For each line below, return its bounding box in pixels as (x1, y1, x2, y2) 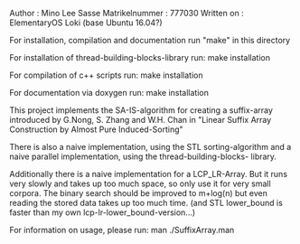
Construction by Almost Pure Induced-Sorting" (9, 124, 183, 135)
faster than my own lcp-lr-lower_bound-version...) (9, 207, 196, 218)
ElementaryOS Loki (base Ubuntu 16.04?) (9, 17, 163, 28)
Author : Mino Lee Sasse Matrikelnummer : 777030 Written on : (9, 8, 244, 18)
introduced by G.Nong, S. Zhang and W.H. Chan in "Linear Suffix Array (9, 115, 272, 125)
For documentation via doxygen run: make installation (9, 88, 210, 98)
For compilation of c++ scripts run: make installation (9, 70, 203, 80)
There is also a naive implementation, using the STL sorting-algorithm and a (9, 142, 292, 152)
